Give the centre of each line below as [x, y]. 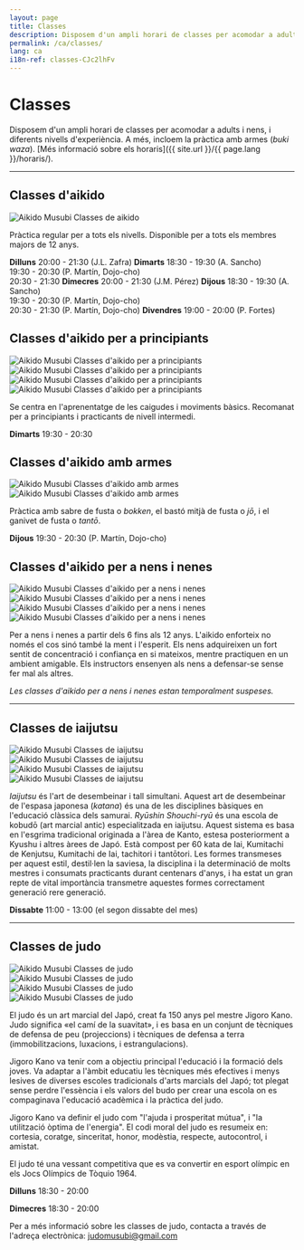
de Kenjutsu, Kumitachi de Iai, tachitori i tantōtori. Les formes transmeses [146, 854]
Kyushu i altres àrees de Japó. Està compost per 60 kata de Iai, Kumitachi [147, 844]
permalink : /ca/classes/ [56, 43]
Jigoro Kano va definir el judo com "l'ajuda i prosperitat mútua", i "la [136, 1117]
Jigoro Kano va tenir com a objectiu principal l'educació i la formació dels [146, 1061]
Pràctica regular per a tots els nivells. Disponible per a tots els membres [143, 234]
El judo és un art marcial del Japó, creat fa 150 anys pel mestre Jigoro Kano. [151, 1015]
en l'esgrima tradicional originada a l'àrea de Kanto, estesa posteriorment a [149, 835]
